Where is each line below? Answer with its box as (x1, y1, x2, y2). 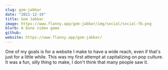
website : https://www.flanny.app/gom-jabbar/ (5, 35, 102, 40)
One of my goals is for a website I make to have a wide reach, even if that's (5, 48, 161, 55)
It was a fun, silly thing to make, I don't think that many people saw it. (5, 59, 148, 65)
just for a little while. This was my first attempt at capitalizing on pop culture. (5, 54, 163, 60)
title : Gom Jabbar (5, 16, 44, 21)
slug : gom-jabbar (5, 7, 42, 12)
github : (5, 30, 22, 35)
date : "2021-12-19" (5, 12, 46, 17)
